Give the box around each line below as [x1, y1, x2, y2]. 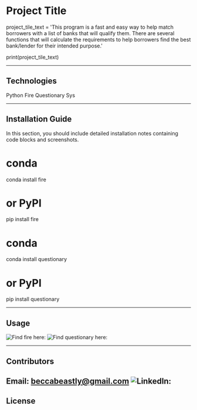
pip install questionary [6, 296, 60, 303]
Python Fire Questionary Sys [6, 92, 75, 99]
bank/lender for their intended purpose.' [6, 42, 103, 49]
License [6, 396, 36, 406]
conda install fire [6, 176, 47, 183]
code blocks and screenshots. [6, 136, 79, 143]
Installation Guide [6, 114, 72, 124]
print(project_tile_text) [6, 53, 59, 60]
